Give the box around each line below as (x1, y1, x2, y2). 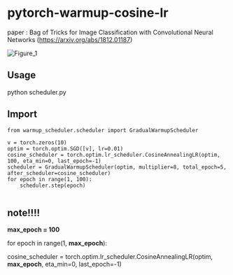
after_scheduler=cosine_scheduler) (7, 169, 111, 176)
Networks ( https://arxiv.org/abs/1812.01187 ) (7, 35, 133, 43)
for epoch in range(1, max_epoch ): (7, 239, 107, 248)
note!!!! (7, 206, 41, 218)
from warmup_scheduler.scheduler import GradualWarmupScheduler (7, 127, 199, 134)
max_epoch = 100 (7, 225, 60, 234)
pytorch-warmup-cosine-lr (7, 5, 169, 21)
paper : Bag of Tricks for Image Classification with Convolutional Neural (7, 28, 213, 36)
